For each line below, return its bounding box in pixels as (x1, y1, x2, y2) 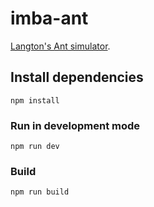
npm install (10, 95, 60, 106)
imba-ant (10, 7, 89, 30)
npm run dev (10, 142, 60, 152)
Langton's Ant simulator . (10, 40, 111, 52)
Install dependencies (10, 69, 144, 86)
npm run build (10, 187, 70, 197)
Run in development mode (10, 118, 141, 132)
